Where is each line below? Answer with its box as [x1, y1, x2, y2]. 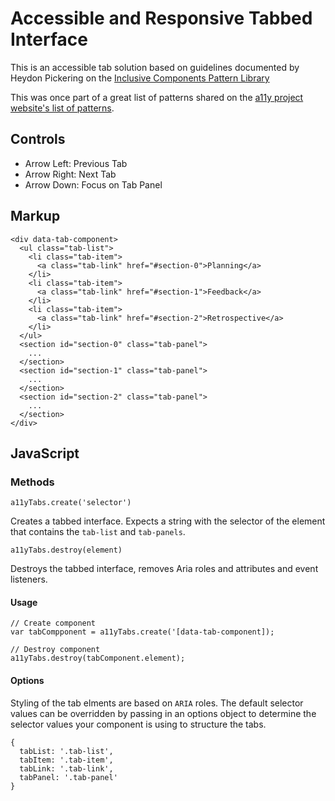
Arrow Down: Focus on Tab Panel [24, 178, 163, 191]
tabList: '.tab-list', [19, 746, 114, 756]
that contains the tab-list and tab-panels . [10, 526, 186, 538]
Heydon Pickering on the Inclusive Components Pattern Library [10, 72, 270, 84]
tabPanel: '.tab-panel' [19, 772, 118, 782]
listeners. [10, 573, 48, 586]
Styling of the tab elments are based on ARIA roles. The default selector [10, 697, 304, 709]
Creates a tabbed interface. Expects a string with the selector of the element [10, 515, 326, 527]
